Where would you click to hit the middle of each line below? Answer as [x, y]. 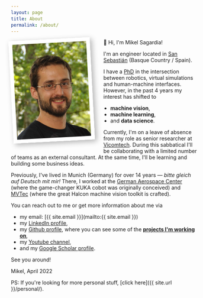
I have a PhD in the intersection [141, 72]
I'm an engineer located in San [141, 54]
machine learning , [133, 115]
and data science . [133, 121]
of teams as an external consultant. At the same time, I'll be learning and [99, 157]
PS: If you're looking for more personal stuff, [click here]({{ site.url [91, 283]
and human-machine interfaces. [142, 84]
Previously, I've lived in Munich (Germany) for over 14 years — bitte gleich [101, 175]
